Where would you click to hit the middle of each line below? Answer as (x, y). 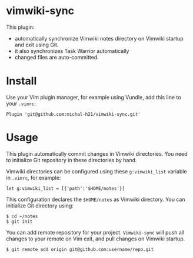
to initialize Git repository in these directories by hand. (71, 160)
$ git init (19, 222)
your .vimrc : (21, 103)
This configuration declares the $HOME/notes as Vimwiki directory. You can (96, 199)
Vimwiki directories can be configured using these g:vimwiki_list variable (96, 171)
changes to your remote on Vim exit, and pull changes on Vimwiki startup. (96, 239)
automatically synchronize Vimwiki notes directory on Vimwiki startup (99, 38)
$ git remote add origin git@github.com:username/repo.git (80, 249)
